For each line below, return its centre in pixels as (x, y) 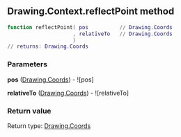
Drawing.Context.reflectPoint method (91, 11)
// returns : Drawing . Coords (48, 47)
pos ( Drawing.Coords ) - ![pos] (50, 80)
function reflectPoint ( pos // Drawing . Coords (90, 27)
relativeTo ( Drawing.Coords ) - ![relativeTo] (68, 93)
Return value (29, 111)
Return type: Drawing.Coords (49, 126)
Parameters (27, 64)
